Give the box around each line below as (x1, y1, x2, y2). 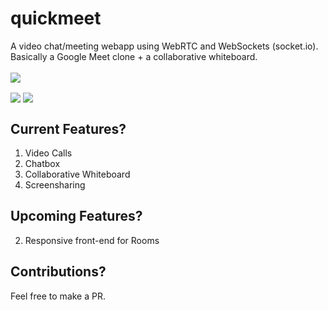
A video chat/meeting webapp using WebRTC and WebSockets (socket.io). (10, 40, 319, 52)
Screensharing (24, 178, 86, 191)
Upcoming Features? (10, 208, 143, 225)
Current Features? (10, 120, 127, 137)
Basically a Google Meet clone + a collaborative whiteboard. (10, 50, 258, 62)
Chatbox (24, 157, 61, 169)
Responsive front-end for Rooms (24, 234, 160, 246)
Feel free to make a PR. (10, 290, 106, 302)
